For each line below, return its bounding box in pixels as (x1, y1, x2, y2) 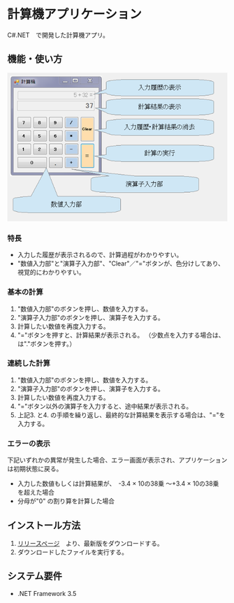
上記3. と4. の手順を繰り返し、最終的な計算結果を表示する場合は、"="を (17, 410, 226, 419)
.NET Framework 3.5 (17, 589, 77, 597)
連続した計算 (7, 358, 51, 368)
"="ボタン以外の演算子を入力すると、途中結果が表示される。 (17, 402, 193, 410)
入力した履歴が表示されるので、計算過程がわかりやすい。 (17, 251, 183, 259)
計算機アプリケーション (7, 6, 142, 22)
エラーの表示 (7, 438, 51, 448)
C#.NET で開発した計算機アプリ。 (7, 31, 110, 39)
